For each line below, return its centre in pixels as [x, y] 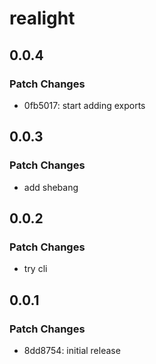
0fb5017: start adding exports [84, 105]
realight [42, 18]
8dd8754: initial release [72, 350]
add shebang [51, 187]
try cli [35, 269]
